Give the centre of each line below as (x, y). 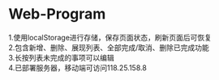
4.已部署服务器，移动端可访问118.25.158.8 (78, 67)
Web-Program (57, 14)
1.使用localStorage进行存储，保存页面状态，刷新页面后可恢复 (110, 37)
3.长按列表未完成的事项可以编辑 (62, 57)
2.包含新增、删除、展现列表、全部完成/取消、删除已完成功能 (109, 47)
